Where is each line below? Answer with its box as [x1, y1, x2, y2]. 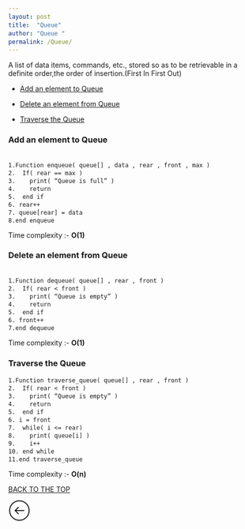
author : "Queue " [8, 29, 66, 37]
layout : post [8, 13, 51, 21]
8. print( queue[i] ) [8, 432, 90, 440]
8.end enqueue [8, 216, 55, 224]
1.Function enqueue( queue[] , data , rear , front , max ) [8, 161, 211, 169]
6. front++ [8, 316, 44, 324]
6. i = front [8, 416, 51, 424]
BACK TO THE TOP [8, 485, 71, 494]
